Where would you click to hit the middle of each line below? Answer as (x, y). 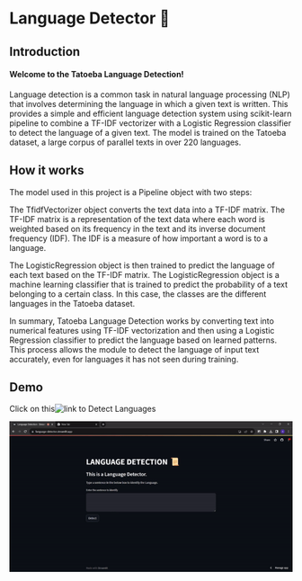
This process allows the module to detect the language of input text (134, 349)
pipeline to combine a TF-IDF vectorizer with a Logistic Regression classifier (151, 123)
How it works (47, 170)
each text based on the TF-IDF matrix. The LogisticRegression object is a (145, 274)
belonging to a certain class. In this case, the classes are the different (138, 294)
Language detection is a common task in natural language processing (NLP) (150, 94)
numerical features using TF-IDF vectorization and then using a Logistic (142, 330)
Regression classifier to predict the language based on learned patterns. (143, 340)
